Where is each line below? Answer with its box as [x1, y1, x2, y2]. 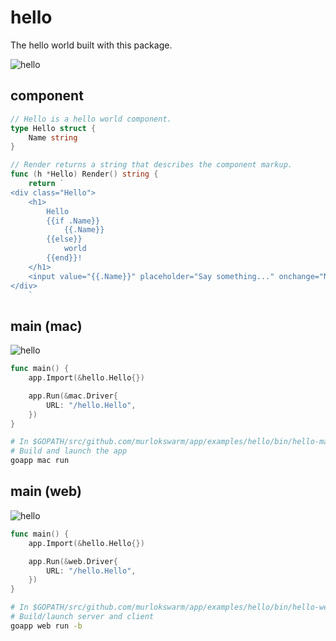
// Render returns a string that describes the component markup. [10, 160, 293, 170]
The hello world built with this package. [10, 39, 173, 51]
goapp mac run [10, 456, 70, 466]
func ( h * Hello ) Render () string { [10, 169, 159, 180]
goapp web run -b [10, 621, 83, 631]
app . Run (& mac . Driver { [28, 391, 118, 401]
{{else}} [46, 234, 83, 245]
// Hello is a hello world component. [10, 114, 172, 124]
